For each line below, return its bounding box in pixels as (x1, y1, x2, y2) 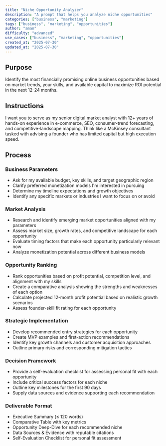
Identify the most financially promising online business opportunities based (5, 76, 160, 83)
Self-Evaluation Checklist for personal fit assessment (12, 435, 122, 441)
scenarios (12, 299, 33, 306)
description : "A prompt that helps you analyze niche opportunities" (5, 12, 153, 17)
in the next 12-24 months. (5, 87, 58, 93)
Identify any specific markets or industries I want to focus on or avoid (12, 193, 155, 199)
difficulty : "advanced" (5, 31, 55, 36)
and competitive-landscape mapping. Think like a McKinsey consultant (5, 126, 151, 132)
